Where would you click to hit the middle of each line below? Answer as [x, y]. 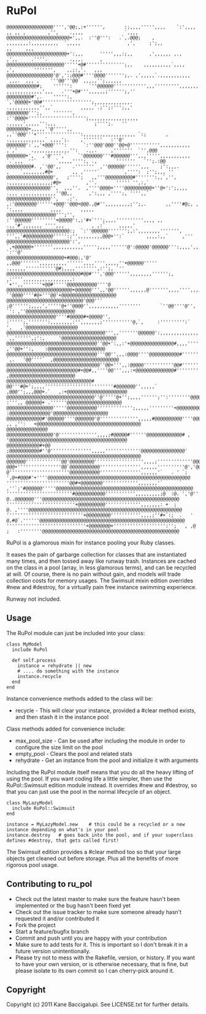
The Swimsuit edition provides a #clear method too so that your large [94, 852]
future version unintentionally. [53, 951]
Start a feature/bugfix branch [52, 931]
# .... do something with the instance [68, 671]
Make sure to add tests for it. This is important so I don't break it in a [101, 944]
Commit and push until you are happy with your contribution [91, 938]
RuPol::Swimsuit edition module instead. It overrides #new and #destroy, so [102, 785]
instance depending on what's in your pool [63, 829]
